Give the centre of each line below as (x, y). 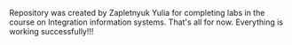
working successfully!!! (51, 31)
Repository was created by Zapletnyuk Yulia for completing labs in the (137, 13)
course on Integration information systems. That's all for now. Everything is (146, 22)
